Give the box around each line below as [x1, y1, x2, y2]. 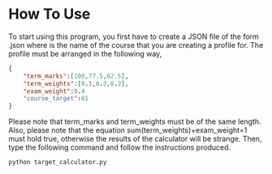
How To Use [8, 5, 91, 23]
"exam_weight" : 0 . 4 [23, 87, 85, 95]
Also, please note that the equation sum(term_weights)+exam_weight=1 [8, 125, 248, 135]
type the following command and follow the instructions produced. [8, 142, 231, 152]
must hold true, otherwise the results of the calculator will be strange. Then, [8, 134, 262, 144]
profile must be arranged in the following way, [8, 49, 162, 58]
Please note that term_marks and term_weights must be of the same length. [8, 117, 261, 126]
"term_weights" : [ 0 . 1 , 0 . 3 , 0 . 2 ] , [23, 79, 129, 87]
